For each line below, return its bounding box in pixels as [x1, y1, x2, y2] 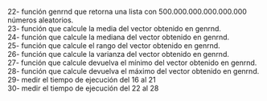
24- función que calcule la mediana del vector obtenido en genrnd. [7, 32, 230, 42]
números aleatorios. [7, 15, 74, 25]
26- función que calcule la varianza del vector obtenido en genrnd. [7, 50, 230, 59]
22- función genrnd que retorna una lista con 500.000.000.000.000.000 [7, 7, 247, 16]
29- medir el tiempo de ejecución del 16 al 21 [7, 75, 156, 84]
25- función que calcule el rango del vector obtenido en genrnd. [7, 41, 220, 50]
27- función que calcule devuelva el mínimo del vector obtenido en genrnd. [7, 58, 257, 67]
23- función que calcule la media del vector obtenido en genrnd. [7, 24, 222, 33]
